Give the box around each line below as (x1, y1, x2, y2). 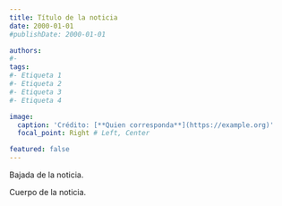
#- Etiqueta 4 (9, 96, 63, 105)
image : (9, 112, 34, 121)
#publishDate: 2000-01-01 (9, 30, 106, 39)
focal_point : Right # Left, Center (17, 129, 150, 138)
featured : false (9, 145, 70, 154)
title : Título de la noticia (9, 13, 118, 22)
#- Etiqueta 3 (9, 87, 63, 97)
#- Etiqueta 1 (9, 71, 63, 81)
